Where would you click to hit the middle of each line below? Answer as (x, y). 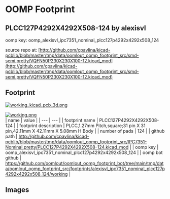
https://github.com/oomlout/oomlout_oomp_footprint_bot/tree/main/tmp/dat (84, 163)
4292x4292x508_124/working (37, 174)
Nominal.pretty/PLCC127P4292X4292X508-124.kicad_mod (67, 147)
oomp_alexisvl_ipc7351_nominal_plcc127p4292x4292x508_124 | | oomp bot (84, 152)
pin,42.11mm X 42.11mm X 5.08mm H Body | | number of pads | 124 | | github (85, 131)
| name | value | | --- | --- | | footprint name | (52, 120)
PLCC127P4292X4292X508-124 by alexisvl (76, 28)
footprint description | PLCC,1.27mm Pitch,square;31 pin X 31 (82, 126)
